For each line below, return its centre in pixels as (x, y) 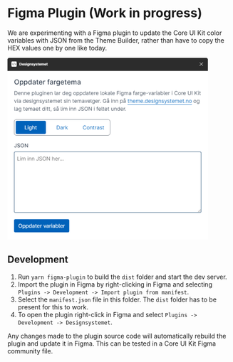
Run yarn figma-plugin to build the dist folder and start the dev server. (122, 277)
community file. (30, 351)
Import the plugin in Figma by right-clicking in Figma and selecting (115, 284)
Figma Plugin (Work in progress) (105, 13)
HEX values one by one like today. (57, 48)
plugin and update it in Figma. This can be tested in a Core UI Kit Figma (112, 344)
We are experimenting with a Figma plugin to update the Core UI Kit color (115, 33)
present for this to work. (53, 307)
